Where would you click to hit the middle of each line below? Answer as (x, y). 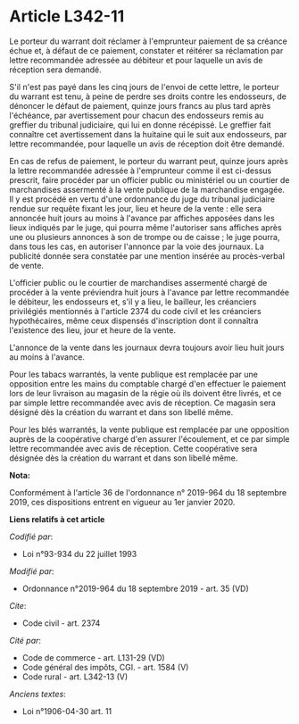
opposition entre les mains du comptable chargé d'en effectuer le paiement (148, 383)
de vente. (27, 265)
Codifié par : (31, 537)
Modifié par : (32, 571)
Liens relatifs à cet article (57, 519)
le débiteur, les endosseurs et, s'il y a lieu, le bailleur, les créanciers (133, 302)
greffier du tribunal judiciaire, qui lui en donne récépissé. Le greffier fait (140, 125)
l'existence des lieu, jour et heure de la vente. (93, 330)
